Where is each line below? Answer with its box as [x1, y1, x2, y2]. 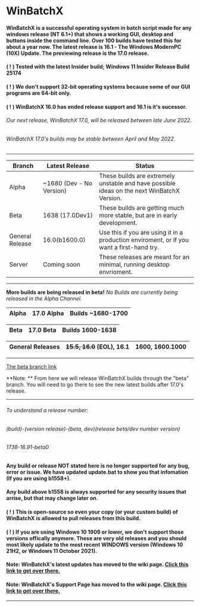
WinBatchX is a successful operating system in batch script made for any [6, 24, 192, 31]
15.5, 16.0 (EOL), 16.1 [65, 343, 130, 351]
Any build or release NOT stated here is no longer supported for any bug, [6, 462, 190, 469]
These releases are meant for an [99, 253, 190, 262]
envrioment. [99, 268, 133, 276]
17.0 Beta [28, 326, 57, 334]
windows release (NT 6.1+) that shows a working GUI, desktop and [6, 30, 174, 38]
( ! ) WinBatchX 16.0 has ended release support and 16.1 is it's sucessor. [6, 103, 187, 110]
